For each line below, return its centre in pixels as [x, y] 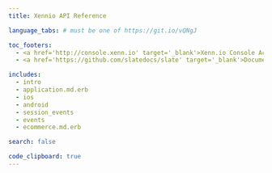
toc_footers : [30, 45]
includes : [25, 75]
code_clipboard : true [45, 157]
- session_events [45, 112]
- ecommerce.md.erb [49, 127]
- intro [29, 82]
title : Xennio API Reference [57, 16]
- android [32, 105]
